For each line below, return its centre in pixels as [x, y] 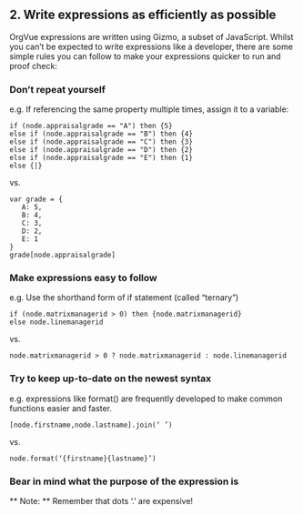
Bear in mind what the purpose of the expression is [124, 481]
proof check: [33, 66]
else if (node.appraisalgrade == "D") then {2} [101, 150]
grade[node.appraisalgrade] [63, 255]
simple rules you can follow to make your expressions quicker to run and [145, 56]
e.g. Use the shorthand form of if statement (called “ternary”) [124, 298]
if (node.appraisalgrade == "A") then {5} [91, 126]
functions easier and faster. [61, 408]
